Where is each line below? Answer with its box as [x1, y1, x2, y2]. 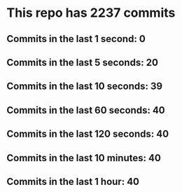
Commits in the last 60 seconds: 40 [6, 104, 165, 116]
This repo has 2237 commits [6, 5, 176, 21]
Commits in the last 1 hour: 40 [6, 175, 140, 187]
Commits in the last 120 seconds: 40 [6, 128, 169, 140]
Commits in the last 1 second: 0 [6, 33, 146, 45]
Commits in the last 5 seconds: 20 [6, 56, 159, 68]
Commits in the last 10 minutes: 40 [6, 152, 162, 164]
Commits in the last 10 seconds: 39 [6, 81, 162, 92]
